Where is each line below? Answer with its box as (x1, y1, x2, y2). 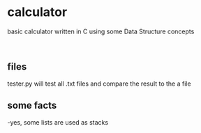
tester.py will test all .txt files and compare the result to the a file (7, 79, 191, 88)
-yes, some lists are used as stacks (7, 118, 109, 126)
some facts (7, 100, 57, 111)
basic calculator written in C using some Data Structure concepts (7, 27, 195, 36)
